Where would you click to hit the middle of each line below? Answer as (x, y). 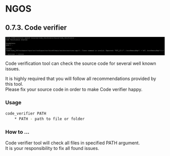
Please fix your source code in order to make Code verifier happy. (74, 90)
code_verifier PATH (26, 114)
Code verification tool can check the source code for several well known (81, 63)
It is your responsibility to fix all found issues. (52, 148)
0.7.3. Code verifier (36, 28)
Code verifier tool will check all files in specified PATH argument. (73, 143)
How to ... (17, 132)
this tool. (14, 84)
